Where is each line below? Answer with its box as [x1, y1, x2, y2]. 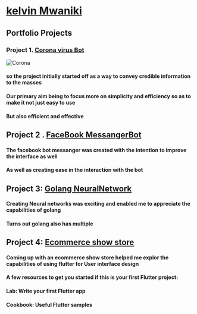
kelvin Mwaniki [6, 4, 82, 18]
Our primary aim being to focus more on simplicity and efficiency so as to [6, 93, 192, 100]
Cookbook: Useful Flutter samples [6, 301, 93, 308]
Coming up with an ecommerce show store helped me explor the [6, 254, 169, 261]
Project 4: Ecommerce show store [6, 237, 135, 247]
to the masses [6, 79, 42, 86]
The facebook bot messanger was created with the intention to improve [6, 146, 187, 153]
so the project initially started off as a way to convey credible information [6, 73, 191, 80]
